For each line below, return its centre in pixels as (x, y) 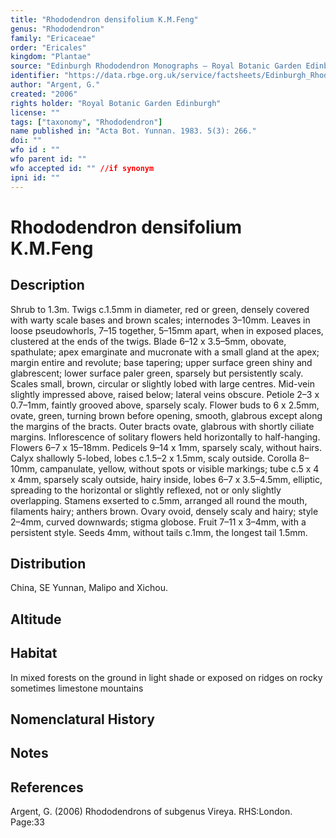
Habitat (34, 653)
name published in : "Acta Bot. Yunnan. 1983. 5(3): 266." (133, 131)
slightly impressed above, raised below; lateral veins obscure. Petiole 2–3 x (165, 394)
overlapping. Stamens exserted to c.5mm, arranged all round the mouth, (159, 500)
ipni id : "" (35, 177)
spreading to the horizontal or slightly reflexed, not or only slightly (146, 490)
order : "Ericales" (48, 47)
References (47, 787)
